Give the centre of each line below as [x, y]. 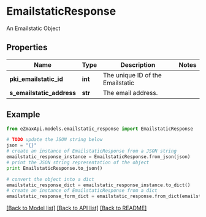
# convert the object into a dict [51, 179]
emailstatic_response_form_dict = [51, 196]
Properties [27, 48]
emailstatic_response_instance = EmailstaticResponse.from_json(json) [98, 157]
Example [23, 115]
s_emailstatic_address [43, 93]
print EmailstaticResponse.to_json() [55, 168]
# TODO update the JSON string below [55, 140]
